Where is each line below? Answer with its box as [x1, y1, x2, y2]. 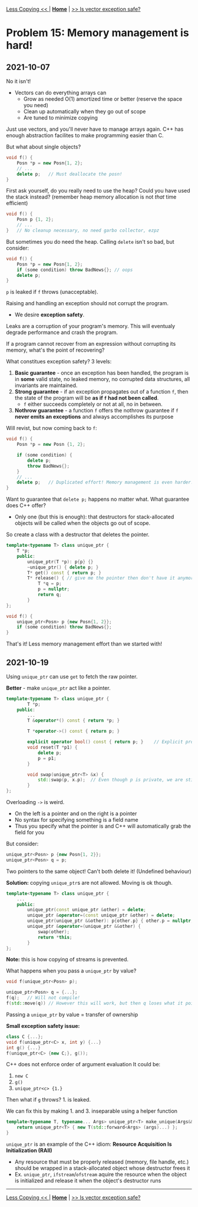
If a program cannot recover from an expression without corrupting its [6, 340, 176, 348]
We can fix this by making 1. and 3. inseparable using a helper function [6, 1107, 178, 1115]
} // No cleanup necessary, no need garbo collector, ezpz [6, 227, 160, 233]
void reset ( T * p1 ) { [27, 745, 78, 750]
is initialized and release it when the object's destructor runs [14, 1177, 161, 1184]
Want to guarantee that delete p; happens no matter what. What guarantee [6, 495, 190, 503]
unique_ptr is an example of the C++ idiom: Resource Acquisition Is [6, 1140, 172, 1148]
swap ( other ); [37, 928, 70, 935]
